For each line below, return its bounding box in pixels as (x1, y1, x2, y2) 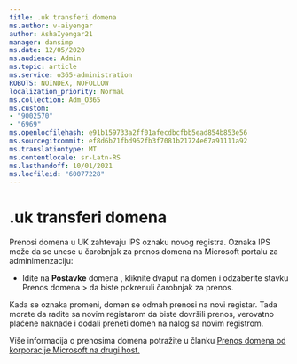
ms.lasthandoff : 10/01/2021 (9, 161, 113, 170)
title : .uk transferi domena (9, 12, 117, 22)
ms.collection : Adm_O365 (9, 95, 101, 105)
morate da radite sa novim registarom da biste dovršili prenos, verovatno (9, 309, 275, 320)
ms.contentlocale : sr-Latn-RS (9, 152, 121, 162)
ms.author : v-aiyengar (9, 21, 93, 30)
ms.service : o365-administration (9, 71, 133, 80)
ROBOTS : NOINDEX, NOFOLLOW (9, 79, 109, 88)
